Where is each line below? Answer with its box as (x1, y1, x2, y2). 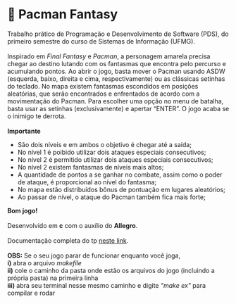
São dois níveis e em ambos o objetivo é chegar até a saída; (17, 140, 192, 148)
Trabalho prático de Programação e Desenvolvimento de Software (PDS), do (7, 30, 229, 38)
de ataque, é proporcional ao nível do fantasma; (17, 177, 157, 186)
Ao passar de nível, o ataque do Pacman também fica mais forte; (17, 193, 206, 201)
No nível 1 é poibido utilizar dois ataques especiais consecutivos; (17, 148, 206, 156)
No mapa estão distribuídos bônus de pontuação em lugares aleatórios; (17, 185, 225, 194)
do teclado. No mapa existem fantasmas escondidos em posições (7, 82, 199, 90)
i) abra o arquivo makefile (7, 258, 82, 267)
